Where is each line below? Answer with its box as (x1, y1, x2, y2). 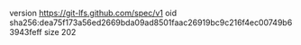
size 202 (43, 27, 77, 37)
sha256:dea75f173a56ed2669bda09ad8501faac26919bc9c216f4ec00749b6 (9, 17, 293, 28)
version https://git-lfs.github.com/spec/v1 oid (9, 8, 178, 18)
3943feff (9, 27, 42, 37)
